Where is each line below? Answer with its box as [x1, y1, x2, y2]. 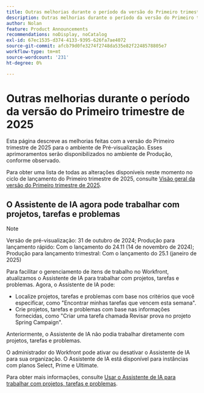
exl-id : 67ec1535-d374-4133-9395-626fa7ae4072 [6, 37, 126, 43]
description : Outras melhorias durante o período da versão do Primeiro [6, 15, 194, 21]
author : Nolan [6, 20, 42, 26]
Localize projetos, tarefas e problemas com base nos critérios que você [15, 293, 195, 300]
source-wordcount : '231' [6, 54, 69, 60]
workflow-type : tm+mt [6, 49, 61, 55]
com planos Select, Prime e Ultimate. [6, 362, 99, 369]
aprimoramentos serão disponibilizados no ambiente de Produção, [6, 150, 173, 158]
